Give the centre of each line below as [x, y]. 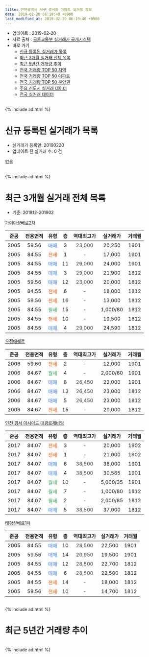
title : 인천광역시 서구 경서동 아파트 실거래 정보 [49, 10]
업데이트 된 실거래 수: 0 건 [37, 151]
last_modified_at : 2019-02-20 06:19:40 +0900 [52, 19]
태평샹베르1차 [18, 523]
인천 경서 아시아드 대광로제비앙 [35, 423]
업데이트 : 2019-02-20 [34, 33]
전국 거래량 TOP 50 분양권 [45, 82]
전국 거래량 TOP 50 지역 [43, 70]
